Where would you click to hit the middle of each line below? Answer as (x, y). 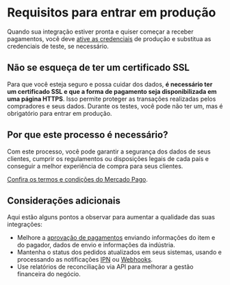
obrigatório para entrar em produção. (60, 113)
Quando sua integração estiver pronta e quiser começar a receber (100, 32)
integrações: (25, 225)
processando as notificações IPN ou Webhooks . (85, 260)
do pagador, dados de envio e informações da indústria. (96, 245)
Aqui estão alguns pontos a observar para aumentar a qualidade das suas (111, 217)
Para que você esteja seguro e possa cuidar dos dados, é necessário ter (110, 84)
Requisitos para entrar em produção (112, 13)
